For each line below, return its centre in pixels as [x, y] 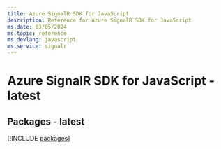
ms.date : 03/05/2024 [37, 27]
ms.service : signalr [37, 46]
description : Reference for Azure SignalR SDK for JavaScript [99, 20]
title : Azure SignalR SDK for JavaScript [68, 14]
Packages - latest [46, 121]
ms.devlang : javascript [42, 40]
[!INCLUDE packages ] [39, 138]
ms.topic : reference [37, 33]
